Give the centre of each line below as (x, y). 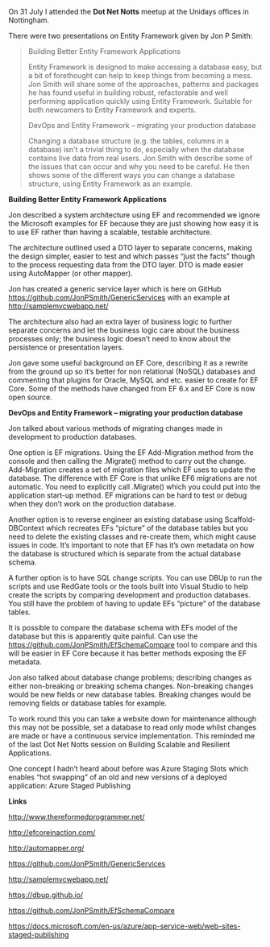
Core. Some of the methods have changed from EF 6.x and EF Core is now (132, 389)
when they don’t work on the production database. (92, 504)
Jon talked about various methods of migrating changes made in (116, 428)
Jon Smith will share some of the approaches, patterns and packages (143, 84)
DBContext (26, 528)
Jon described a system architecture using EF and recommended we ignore (134, 215)
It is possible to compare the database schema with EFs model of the (123, 628)
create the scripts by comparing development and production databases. (130, 595)
